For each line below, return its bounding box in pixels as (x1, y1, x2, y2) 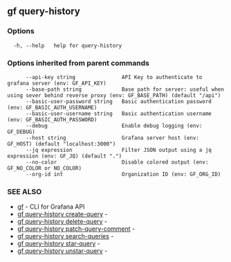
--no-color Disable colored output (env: (25, 159, 209, 166)
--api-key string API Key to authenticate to (25, 73, 203, 80)
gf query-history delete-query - (17, 218, 108, 226)
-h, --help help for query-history (13, 42, 122, 49)
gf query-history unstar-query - (17, 247, 108, 255)
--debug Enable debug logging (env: (25, 122, 203, 129)
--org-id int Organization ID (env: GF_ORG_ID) (25, 171, 221, 177)
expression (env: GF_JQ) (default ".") (7, 152, 122, 159)
